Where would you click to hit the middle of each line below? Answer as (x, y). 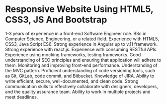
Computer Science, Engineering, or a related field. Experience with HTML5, (82, 39)
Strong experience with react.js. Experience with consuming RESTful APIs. (82, 49)
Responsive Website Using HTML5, (79, 9)
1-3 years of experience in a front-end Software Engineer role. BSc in (76, 33)
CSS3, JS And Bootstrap (56, 20)
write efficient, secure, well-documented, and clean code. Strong (72, 81)
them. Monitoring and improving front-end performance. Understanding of (81, 65)
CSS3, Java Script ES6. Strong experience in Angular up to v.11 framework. (82, 44)
